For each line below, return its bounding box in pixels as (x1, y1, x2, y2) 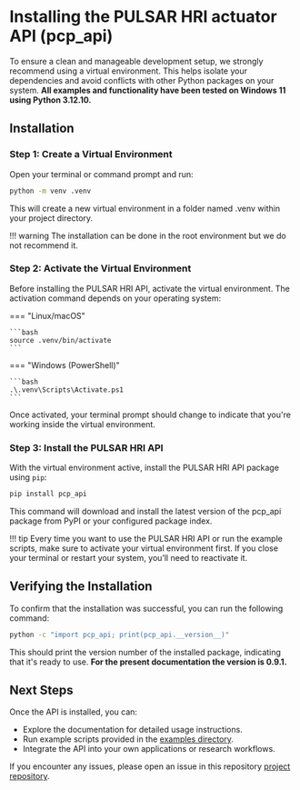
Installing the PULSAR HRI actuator (9, 6, 277, 27)
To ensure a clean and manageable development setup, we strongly (9, 55, 264, 66)
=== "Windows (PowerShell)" (9, 359, 120, 370)
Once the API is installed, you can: (9, 706, 138, 717)
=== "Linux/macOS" (9, 310, 86, 321)
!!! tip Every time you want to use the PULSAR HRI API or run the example (9, 533, 284, 544)
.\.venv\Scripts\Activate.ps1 (9, 385, 125, 395)
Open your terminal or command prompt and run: (9, 168, 194, 179)
